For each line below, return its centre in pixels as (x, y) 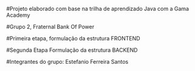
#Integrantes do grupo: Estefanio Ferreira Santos (67, 62)
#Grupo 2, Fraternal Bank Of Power (50, 27)
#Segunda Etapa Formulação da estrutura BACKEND (72, 50)
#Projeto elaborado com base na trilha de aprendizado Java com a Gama (98, 9)
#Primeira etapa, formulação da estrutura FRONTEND (74, 38)
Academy (18, 15)
